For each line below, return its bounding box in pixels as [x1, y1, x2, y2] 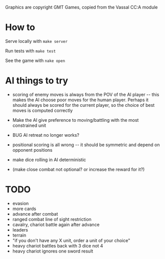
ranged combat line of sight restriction [12, 216, 91, 222]
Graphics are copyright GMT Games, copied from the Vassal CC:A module [5, 4, 158, 10]
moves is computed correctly [12, 107, 73, 113]
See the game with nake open [5, 57, 65, 63]
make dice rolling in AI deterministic [12, 157, 86, 163]
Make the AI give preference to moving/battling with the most [12, 117, 139, 123]
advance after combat [12, 211, 58, 217]
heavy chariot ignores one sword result [12, 248, 93, 254]
